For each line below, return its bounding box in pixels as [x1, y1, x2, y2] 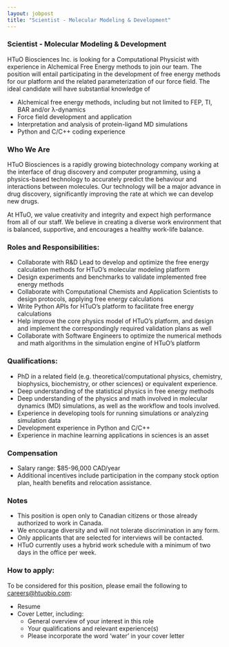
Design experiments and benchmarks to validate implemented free [17, 273, 207, 281]
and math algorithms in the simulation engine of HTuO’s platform [17, 339, 201, 347]
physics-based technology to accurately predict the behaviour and [7, 175, 197, 183]
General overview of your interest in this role [27, 617, 154, 625]
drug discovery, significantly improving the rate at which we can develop [7, 190, 214, 198]
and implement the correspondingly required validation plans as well [17, 325, 212, 333]
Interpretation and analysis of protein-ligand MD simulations [17, 120, 188, 128]
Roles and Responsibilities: [7, 243, 100, 253]
